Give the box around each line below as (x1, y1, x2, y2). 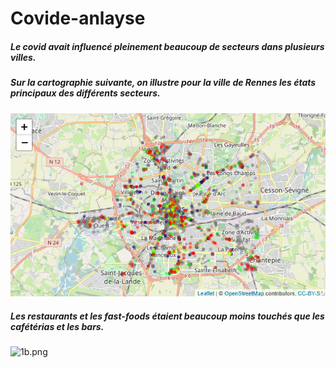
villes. (10, 51, 37, 63)
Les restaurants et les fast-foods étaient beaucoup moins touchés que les (10, 310, 325, 322)
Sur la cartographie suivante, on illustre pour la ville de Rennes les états (10, 77, 317, 89)
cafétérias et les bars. (10, 320, 105, 332)
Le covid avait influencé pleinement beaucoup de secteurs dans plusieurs (10, 40, 325, 52)
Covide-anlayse (10, 7, 146, 30)
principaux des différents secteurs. (10, 87, 161, 99)
